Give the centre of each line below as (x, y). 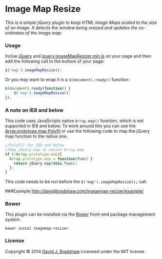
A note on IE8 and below (34, 110)
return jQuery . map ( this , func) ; (46, 163)
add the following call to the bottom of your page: (55, 61)
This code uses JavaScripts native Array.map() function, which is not (74, 121)
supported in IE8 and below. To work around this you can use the (70, 126)
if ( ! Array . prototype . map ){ (34, 154)
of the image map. (44, 33)
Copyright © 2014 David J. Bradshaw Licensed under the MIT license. (75, 251)
